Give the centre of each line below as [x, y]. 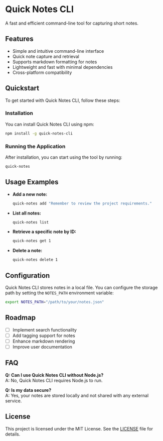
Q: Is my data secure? [28, 390]
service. [14, 401]
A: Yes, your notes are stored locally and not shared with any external [77, 395]
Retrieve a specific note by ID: [44, 232]
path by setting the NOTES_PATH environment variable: [59, 293]
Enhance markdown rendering [44, 341]
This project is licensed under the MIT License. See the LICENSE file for [79, 428]
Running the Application [35, 146]
